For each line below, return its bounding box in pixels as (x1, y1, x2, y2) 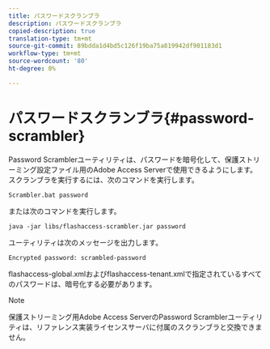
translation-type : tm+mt (8, 34, 92, 43)
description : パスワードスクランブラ (8, 19, 122, 28)
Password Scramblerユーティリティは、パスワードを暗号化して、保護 (8, 155, 239, 164)
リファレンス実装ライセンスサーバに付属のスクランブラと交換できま (36, 321, 263, 332)
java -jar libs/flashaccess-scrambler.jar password (8, 222, 186, 231)
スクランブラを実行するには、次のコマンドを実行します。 (8, 175, 200, 185)
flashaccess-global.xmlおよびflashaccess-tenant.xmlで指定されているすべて (8, 269, 263, 279)
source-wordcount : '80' (8, 57, 89, 66)
